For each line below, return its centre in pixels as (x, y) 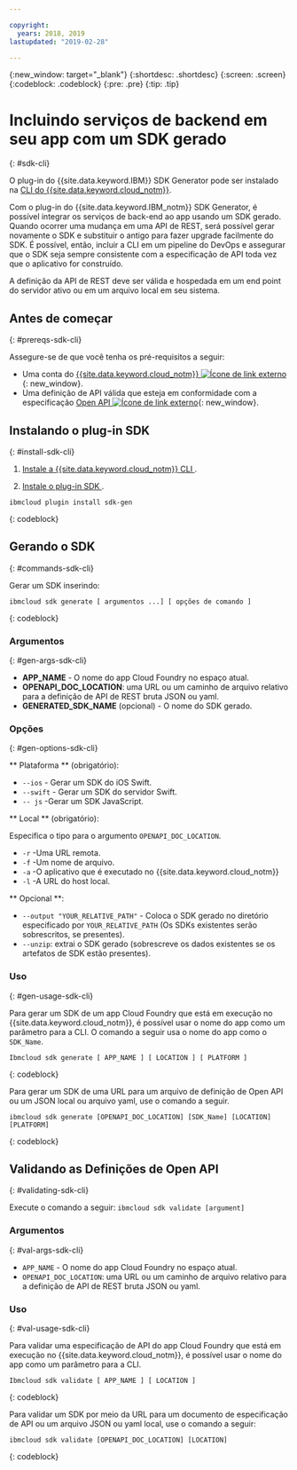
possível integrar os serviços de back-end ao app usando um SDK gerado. (145, 217)
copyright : (29, 25)
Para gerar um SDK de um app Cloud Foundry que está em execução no (141, 1013)
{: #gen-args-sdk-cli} (48, 660)
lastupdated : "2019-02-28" (59, 42)
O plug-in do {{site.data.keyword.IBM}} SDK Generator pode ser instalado (144, 181)
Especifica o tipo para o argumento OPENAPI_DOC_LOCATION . (115, 836)
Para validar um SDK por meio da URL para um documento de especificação (148, 1415)
